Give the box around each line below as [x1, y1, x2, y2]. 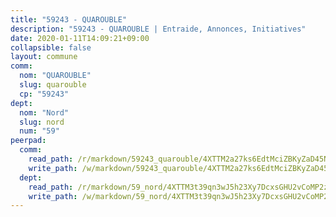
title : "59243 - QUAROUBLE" [10, 14, 128, 25]
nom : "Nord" [19, 107, 70, 118]
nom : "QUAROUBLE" [19, 71, 92, 81]
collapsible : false [10, 42, 92, 53]
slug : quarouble [19, 80, 87, 90]
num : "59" [19, 126, 60, 136]
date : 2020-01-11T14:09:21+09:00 [10, 33, 150, 43]
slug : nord [19, 117, 65, 127]
